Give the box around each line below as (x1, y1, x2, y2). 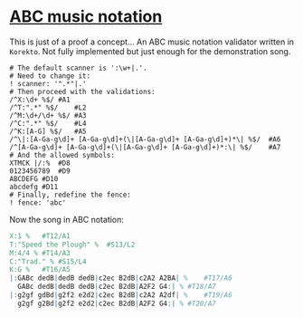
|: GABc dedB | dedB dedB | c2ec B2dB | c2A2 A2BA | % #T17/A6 (9, 274, 232, 283)
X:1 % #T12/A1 (9, 231, 71, 241)
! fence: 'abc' (9, 197, 67, 207)
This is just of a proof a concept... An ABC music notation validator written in (9, 36, 295, 47)
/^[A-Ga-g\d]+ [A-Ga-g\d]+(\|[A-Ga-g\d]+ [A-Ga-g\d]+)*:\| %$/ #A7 (9, 142, 281, 151)
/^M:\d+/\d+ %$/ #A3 (9, 110, 88, 120)
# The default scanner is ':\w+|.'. (9, 63, 147, 72)
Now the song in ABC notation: (9, 214, 125, 225)
